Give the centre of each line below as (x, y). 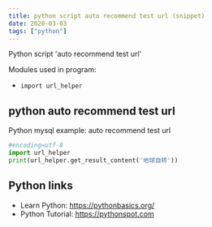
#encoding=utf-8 (36, 146)
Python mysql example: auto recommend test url (90, 131)
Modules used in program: (52, 70)
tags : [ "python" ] (38, 31)
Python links (41, 186)
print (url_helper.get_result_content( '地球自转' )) (93, 160)
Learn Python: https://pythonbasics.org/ (87, 205)
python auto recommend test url (92, 111)
